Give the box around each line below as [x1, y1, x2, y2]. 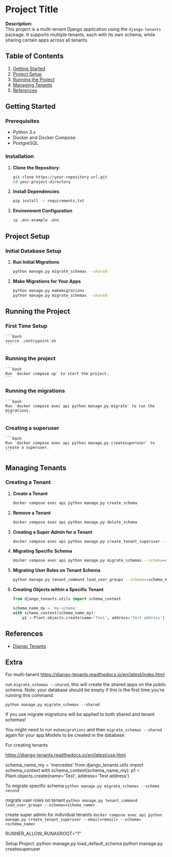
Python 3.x [12, 129, 36, 135]
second [5, 788, 20, 793]
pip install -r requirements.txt [12, 199, 85, 204]
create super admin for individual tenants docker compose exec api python [5, 812, 163, 818]
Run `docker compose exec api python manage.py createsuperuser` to [5, 440, 155, 446]
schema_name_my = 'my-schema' [12, 606, 78, 611]
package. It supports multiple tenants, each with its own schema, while [5, 31, 156, 37]
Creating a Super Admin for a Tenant [12, 529, 92, 535]
